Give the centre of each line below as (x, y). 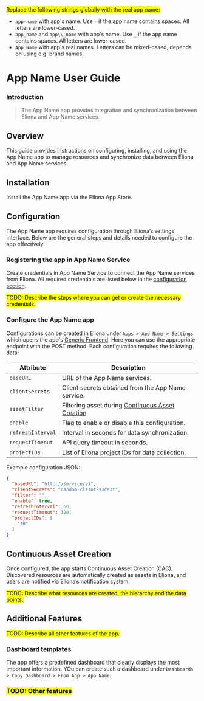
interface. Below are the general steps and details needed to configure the (99, 237)
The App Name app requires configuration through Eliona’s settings (90, 231)
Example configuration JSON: (43, 467)
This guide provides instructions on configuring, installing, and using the (97, 151)
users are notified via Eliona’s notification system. (68, 581)
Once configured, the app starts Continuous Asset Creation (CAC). (90, 568)
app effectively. (26, 244)
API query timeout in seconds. (104, 442)
